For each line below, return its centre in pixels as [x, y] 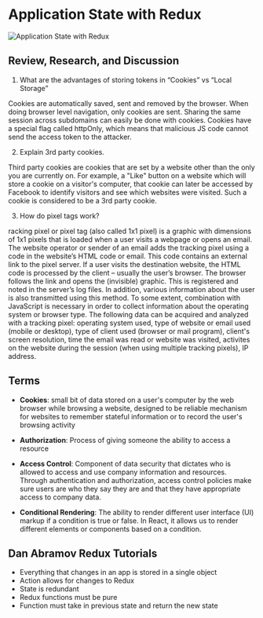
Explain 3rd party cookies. [62, 152]
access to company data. [60, 497]
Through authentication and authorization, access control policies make [135, 480]
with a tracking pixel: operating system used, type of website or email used [130, 323]
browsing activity [47, 425]
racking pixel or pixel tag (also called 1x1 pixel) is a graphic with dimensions [130, 231]
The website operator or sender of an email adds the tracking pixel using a [129, 247]
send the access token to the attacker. [70, 137]
